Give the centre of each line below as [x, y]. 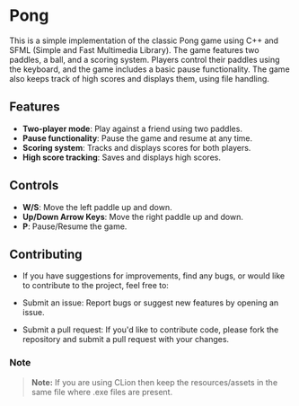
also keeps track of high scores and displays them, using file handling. [139, 78]
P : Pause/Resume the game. [75, 226]
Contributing [46, 254]
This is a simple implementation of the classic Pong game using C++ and [144, 40]
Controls [34, 185]
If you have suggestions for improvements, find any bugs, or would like [154, 276]
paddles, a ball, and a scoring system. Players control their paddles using [145, 59]
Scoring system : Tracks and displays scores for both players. [136, 147]
